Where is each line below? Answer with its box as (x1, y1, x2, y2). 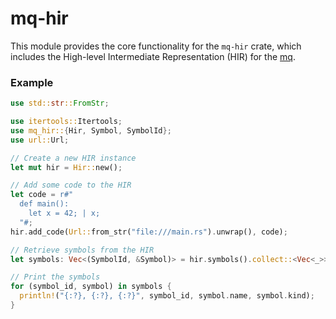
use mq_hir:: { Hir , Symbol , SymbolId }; (10, 125, 172, 136)
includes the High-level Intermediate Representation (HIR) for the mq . (10, 50, 296, 62)
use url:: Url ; (10, 135, 70, 145)
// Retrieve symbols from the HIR (10, 245, 155, 255)
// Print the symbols (10, 272, 101, 282)
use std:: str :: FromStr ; (10, 98, 110, 109)
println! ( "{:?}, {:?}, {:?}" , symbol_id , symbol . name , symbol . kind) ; (19, 291, 315, 301)
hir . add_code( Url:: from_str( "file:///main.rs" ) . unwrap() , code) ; (10, 227, 288, 237)
